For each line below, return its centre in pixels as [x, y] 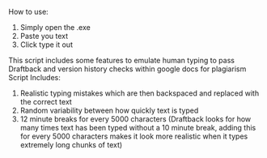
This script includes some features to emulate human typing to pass [121, 60]
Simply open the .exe [55, 27]
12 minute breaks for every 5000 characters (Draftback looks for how [136, 119]
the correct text [46, 102]
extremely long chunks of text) [71, 145]
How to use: [28, 12]
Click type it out [46, 45]
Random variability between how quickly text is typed [109, 110]
